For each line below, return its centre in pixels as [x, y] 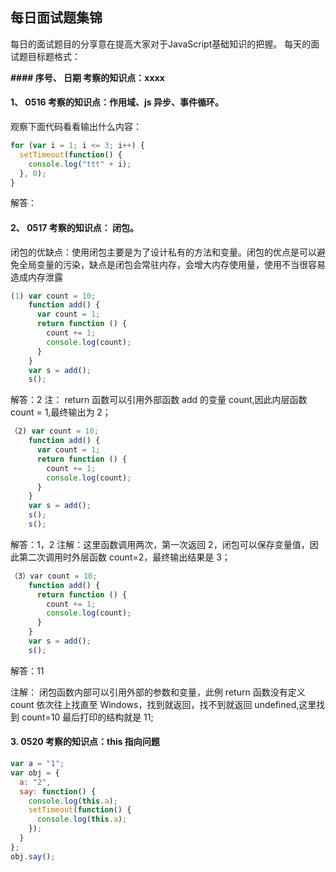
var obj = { [35, 773]
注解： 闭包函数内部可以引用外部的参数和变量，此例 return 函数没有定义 [158, 692]
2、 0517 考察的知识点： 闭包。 [75, 227]
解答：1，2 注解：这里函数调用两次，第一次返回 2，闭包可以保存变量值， [160, 544]
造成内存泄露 [36, 277]
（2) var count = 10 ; [54, 431]
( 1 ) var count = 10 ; [53, 296]
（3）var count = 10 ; [54, 576]
